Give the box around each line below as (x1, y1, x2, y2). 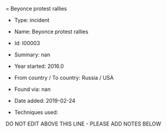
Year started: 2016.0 (14, 62, 64, 70)
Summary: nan (14, 51, 51, 58)
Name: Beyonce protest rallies (14, 28, 89, 35)
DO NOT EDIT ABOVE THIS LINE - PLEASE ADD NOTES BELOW (5, 120, 162, 127)
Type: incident (14, 17, 50, 23)
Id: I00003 (14, 40, 40, 46)
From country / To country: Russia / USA (14, 74, 114, 81)
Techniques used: (14, 109, 58, 115)
